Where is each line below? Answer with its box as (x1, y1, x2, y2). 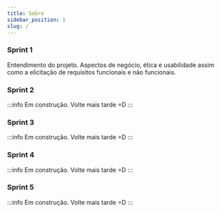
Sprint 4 (7, 150, 35, 160)
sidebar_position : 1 (7, 16, 66, 23)
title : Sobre (7, 10, 44, 17)
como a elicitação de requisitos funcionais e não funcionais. (7, 68, 177, 76)
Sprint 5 (7, 182, 34, 192)
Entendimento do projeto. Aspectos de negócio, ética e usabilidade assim (7, 61, 214, 69)
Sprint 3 (7, 117, 34, 127)
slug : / (7, 23, 29, 29)
